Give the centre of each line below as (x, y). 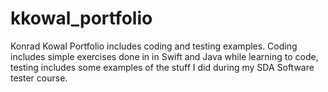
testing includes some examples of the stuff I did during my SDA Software (162, 67)
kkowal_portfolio (81, 18)
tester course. (39, 78)
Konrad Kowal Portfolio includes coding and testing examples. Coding (154, 46)
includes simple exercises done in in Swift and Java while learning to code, (164, 56)
